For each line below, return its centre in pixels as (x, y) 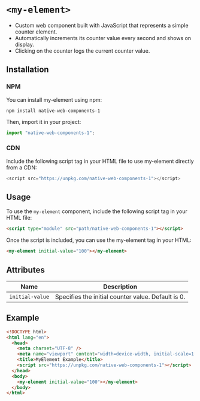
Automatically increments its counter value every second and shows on (103, 38)
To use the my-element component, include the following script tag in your (97, 211)
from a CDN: (22, 167)
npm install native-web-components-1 (53, 111)
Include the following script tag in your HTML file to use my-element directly (100, 161)
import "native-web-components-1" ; (51, 133)
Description (120, 287)
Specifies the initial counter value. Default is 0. (120, 297)
